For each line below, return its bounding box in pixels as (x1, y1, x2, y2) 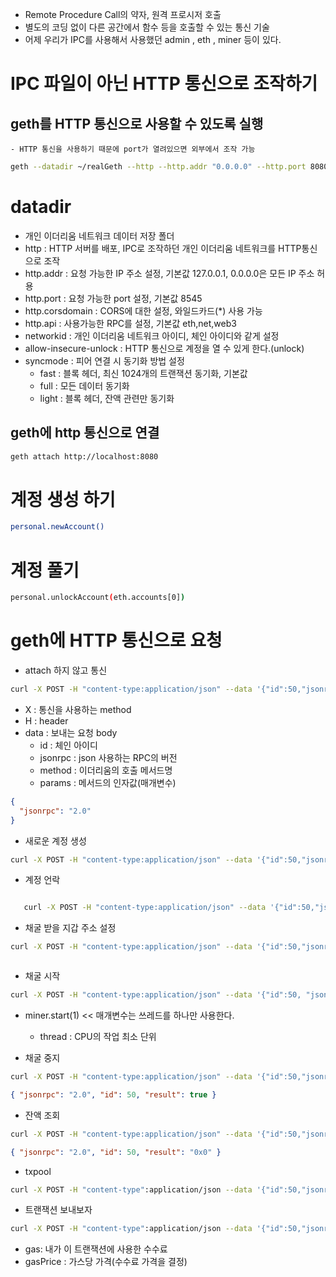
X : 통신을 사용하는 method (24, 703, 132, 715)
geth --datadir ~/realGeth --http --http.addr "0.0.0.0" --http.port (10, 162, 307, 172)
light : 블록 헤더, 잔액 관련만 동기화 (39, 392, 175, 404)
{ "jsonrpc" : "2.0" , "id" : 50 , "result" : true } (10, 1089, 217, 1100)
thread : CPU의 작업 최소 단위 (39, 1031, 157, 1043)
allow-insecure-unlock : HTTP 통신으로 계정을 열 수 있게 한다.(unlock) (24, 342, 305, 354)
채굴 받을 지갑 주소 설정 (24, 922, 117, 934)
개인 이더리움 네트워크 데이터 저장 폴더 (24, 229, 175, 242)
